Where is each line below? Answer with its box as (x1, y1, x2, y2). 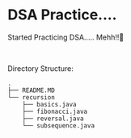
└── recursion (7, 93, 56, 102)
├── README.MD (7, 86, 56, 94)
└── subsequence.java (22, 121, 95, 130)
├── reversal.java (22, 115, 84, 123)
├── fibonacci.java (22, 107, 88, 115)
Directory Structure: (7, 63, 74, 73)
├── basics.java (22, 100, 78, 108)
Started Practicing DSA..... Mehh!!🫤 (7, 32, 125, 42)
